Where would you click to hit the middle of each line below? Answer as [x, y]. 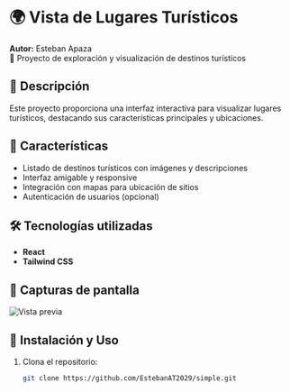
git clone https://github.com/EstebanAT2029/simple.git [129, 378]
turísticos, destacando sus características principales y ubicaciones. [136, 117]
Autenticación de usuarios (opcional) [91, 196]
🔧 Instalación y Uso [64, 340]
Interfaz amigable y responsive [80, 178]
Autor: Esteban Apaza [51, 48]
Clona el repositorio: [60, 362]
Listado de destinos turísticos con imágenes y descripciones [135, 168]
